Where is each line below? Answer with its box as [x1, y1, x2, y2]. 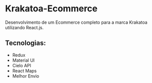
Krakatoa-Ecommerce [5, 3, 98, 14]
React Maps [12, 68, 37, 74]
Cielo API [12, 62, 31, 68]
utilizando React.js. [5, 24, 44, 30]
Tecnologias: [5, 39, 46, 47]
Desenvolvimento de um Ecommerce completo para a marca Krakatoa [5, 19, 148, 25]
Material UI [12, 57, 35, 63]
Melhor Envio [12, 73, 39, 79]
